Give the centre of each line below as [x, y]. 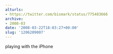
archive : [14, 19]
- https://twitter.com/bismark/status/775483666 [56, 14]
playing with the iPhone [29, 46]
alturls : [14, 10]
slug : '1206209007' [25, 32]
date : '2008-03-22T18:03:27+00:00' [42, 28]
